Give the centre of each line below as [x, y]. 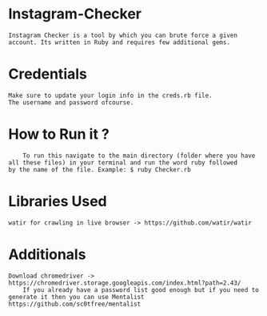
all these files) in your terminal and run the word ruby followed [123, 162]
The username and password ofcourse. [71, 102]
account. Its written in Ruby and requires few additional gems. [119, 42]
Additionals [47, 254]
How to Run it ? [59, 134]
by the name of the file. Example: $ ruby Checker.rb [100, 169]
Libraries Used [58, 201]
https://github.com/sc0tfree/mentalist [75, 304]
